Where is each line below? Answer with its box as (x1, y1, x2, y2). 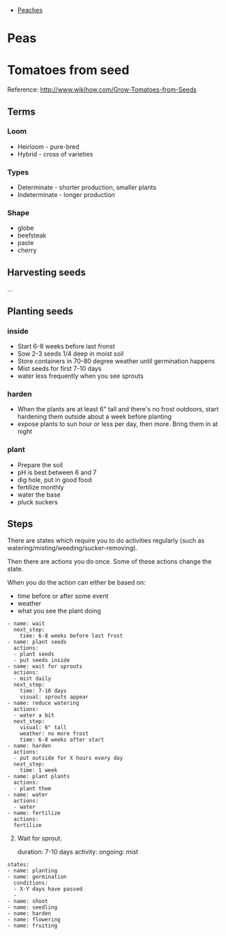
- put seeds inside (13, 657, 70, 664)
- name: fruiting (7, 922, 58, 930)
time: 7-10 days (20, 687, 68, 694)
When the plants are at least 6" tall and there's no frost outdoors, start (17, 405, 219, 414)
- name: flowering (7, 916, 61, 923)
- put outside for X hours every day (13, 754, 123, 762)
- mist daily (13, 675, 52, 682)
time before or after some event (17, 592, 109, 600)
